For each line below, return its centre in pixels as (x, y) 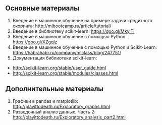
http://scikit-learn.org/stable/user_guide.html (59, 68)
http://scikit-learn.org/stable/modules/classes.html (65, 73)
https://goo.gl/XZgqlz (35, 42)
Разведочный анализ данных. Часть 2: (54, 112)
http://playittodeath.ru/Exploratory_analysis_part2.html (69, 117)
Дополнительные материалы (55, 89)
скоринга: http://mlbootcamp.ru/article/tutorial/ (62, 26)
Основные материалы (42, 8)
